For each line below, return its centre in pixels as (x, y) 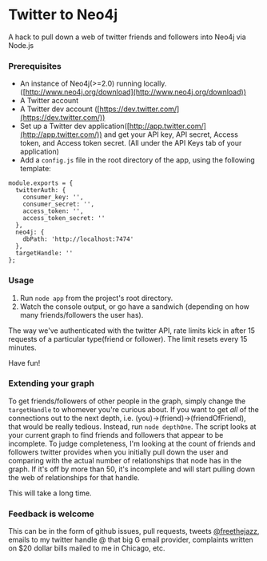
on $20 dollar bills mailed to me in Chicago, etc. (87, 548)
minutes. (23, 347)
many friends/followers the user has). (82, 315)
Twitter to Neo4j (63, 15)
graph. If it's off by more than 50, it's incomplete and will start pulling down (132, 469)
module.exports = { (41, 183)
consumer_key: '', (53, 198)
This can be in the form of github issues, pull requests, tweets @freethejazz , (134, 531)
